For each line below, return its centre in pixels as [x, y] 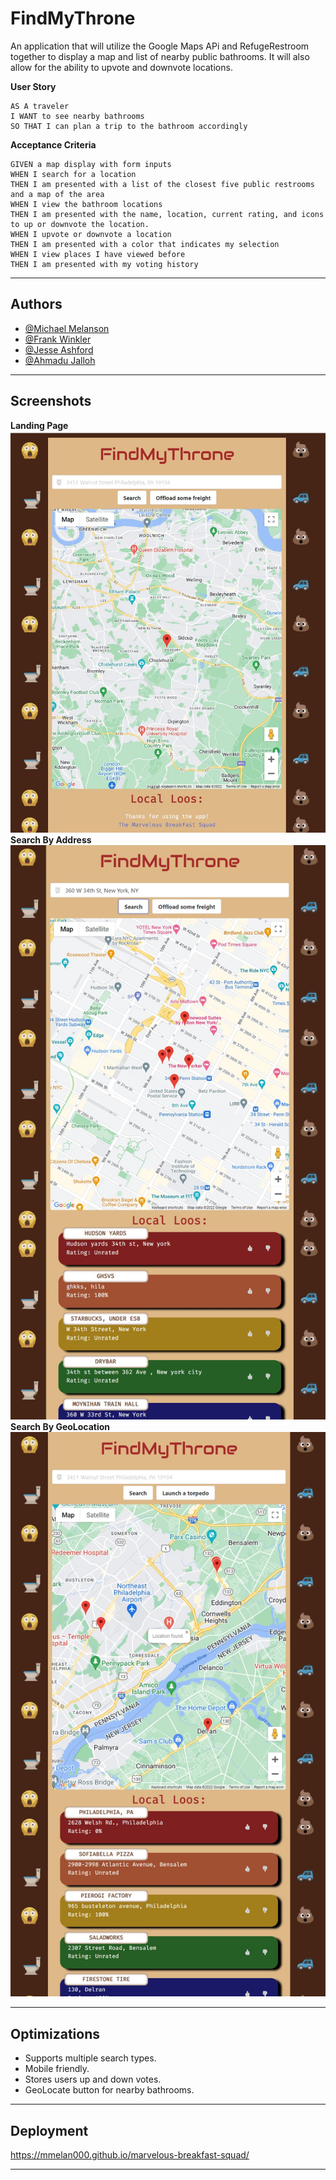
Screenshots [51, 401]
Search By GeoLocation [60, 1426]
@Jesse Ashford [59, 349]
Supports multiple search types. [90, 2058]
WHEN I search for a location [73, 174]
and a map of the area [57, 194]
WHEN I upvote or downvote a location [91, 234]
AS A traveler [40, 106]
